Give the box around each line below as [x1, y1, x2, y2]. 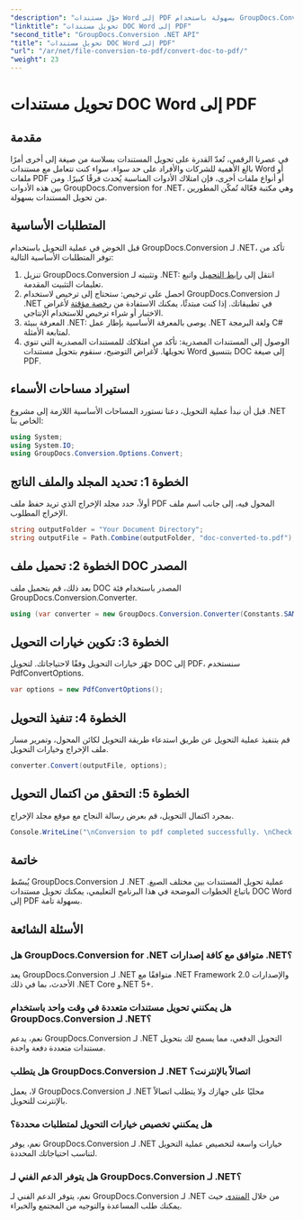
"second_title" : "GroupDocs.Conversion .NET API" [10, 30, 201, 39]
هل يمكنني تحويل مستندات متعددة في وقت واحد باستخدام [10, 1001, 232, 1014]
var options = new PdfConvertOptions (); [10, 685, 165, 694]
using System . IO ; [10, 441, 76, 450]
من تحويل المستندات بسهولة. [10, 192, 108, 203]
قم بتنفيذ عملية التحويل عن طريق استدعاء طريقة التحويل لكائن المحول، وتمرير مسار [10, 734, 290, 745]
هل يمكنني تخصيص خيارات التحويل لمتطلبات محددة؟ [10, 1117, 213, 1130]
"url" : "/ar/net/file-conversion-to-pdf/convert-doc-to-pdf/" [10, 47, 248, 56]
